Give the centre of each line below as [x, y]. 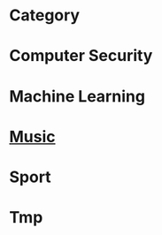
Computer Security [81, 56]
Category [45, 15]
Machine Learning [77, 96]
